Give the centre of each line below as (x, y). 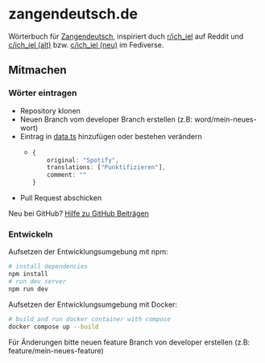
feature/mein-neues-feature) (56, 350)
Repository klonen (50, 110)
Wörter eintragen (43, 93)
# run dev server (37, 282)
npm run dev (28, 289)
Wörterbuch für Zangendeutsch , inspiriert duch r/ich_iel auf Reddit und (126, 36)
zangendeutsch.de (73, 14)
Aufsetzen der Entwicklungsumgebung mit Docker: (93, 304)
